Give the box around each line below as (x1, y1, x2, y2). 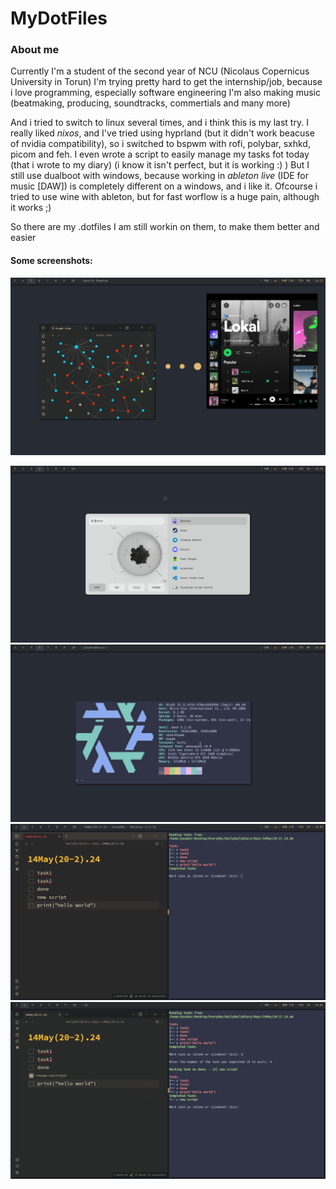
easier (10, 232, 37, 244)
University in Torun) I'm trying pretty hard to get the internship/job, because (10, 76, 323, 88)
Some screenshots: (10, 255, 93, 267)
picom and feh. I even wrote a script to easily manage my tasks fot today (10, 148, 310, 161)
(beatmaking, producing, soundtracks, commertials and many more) (10, 97, 291, 109)
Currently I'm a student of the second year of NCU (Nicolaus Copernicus (10, 65, 310, 77)
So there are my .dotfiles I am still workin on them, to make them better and (10, 221, 320, 233)
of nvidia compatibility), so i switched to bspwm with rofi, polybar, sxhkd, (10, 138, 311, 150)
